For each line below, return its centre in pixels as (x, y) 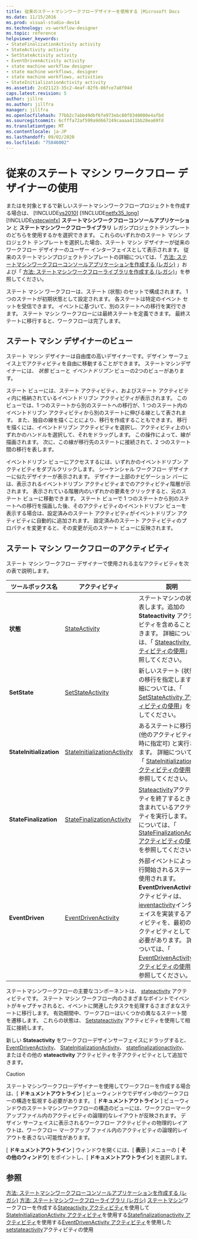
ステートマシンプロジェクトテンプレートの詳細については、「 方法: (96, 257)
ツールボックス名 (34, 587)
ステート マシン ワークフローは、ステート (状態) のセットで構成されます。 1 (97, 291)
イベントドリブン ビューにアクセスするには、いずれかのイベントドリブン (94, 462)
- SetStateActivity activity (42, 55)
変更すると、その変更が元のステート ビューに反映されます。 (104, 528)
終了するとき (174, 799)
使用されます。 (159, 878)
